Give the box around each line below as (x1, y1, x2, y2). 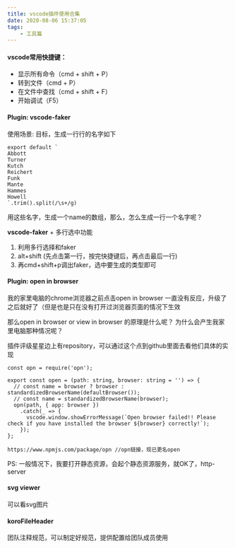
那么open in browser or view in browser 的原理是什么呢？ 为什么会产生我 (7, 317, 219, 326)
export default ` (7, 144, 59, 151)
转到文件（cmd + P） (17, 78, 80, 87)
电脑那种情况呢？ (13, 326, 64, 334)
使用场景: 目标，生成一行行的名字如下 (7, 129, 116, 138)
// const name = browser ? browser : (13, 383, 125, 390)
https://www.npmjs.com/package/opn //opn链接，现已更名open (7, 446, 181, 453)
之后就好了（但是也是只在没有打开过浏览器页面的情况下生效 (7, 302, 181, 311)
